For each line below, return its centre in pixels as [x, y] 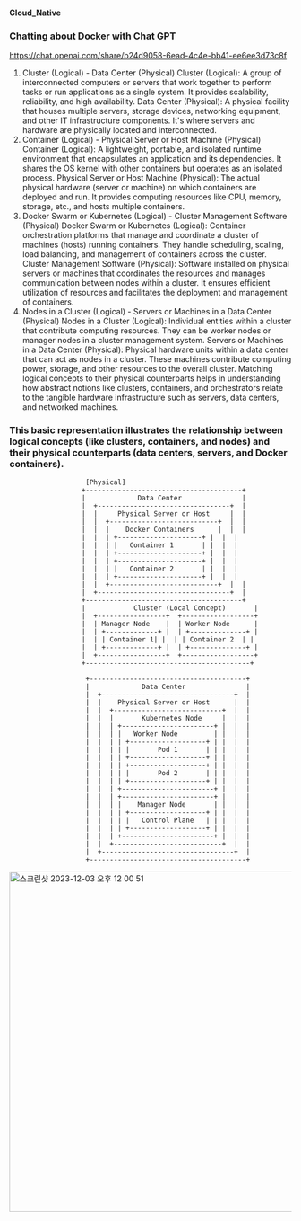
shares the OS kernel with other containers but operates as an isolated [152, 168]
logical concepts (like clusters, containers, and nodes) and [140, 441]
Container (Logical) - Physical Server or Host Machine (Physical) [142, 139]
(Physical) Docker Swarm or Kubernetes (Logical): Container [134, 226]
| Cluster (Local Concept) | [169, 608]
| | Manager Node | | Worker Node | [169, 624]
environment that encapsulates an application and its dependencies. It [152, 158]
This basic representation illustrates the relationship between [146, 429]
